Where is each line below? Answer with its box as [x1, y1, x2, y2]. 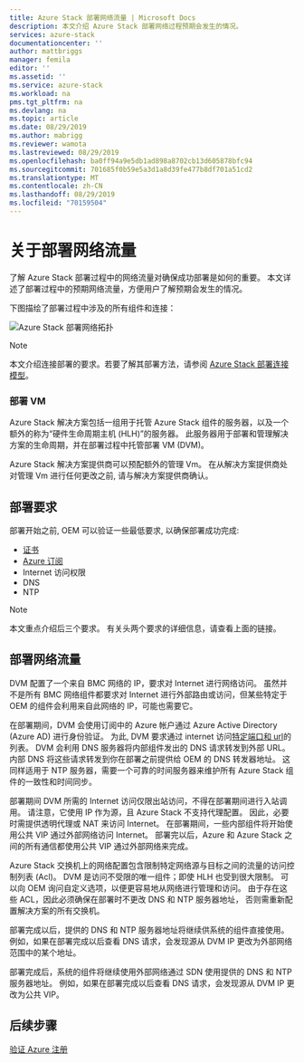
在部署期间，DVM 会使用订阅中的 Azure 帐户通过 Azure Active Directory [9, 719, 278, 730]
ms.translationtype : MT [9, 173, 100, 182]
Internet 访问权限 [22, 567, 86, 578]
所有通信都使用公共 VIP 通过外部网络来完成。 [24, 840, 194, 851]
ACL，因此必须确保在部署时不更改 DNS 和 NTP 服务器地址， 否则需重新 [19, 894, 286, 905]
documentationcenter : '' [9, 38, 103, 48]
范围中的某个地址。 [9, 947, 81, 958]
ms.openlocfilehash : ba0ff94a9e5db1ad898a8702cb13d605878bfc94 [9, 156, 253, 166]
